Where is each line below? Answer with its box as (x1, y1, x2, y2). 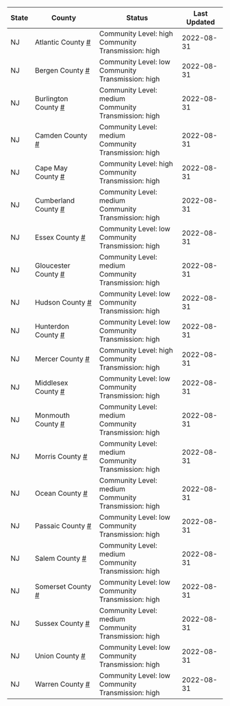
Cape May (34, 164, 68, 173)
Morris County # (34, 452, 88, 461)
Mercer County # (34, 354, 90, 364)
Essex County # (34, 233, 86, 242)
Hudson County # (34, 298, 92, 307)
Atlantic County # (34, 38, 91, 47)
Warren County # (34, 679, 90, 689)
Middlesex (34, 378, 68, 388)
